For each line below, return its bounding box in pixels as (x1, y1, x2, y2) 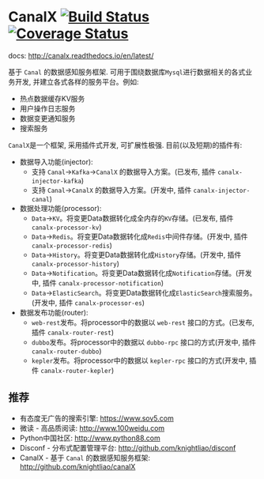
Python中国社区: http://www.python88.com (19, 433, 160, 443)
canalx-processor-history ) (31, 258, 120, 268)
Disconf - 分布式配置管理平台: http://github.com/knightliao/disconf (19, 443, 236, 452)
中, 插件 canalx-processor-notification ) (31, 277, 164, 288)
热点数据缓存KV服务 (19, 93, 85, 103)
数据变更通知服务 (19, 113, 76, 123)
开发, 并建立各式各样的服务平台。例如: (14, 77, 140, 86)
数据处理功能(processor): (19, 203, 102, 213)
